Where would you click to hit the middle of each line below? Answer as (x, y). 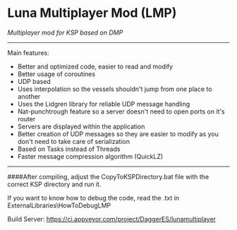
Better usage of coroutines (56, 74)
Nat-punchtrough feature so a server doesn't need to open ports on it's (121, 111)
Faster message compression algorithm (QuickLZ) (90, 156)
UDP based (34, 81)
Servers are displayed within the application (81, 126)
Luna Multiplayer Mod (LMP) (92, 13)
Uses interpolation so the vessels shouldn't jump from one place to (115, 89)
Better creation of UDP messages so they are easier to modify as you (118, 134)
